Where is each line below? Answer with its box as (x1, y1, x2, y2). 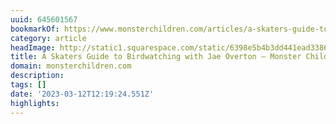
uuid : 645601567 (10, 14, 78, 25)
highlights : (10, 98, 60, 108)
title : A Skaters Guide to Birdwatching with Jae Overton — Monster (10, 52, 302, 62)
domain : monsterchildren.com (10, 61, 132, 71)
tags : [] (10, 80, 47, 90)
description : (10, 71, 65, 81)
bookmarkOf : (10, 24, 60, 34)
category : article (10, 33, 87, 43)
